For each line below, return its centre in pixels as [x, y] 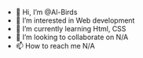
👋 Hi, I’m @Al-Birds [46, 12]
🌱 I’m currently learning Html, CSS [71, 29]
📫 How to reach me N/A [55, 46]
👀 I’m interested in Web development [75, 20]
